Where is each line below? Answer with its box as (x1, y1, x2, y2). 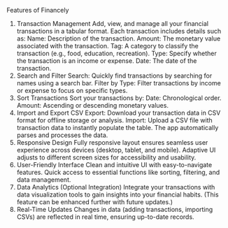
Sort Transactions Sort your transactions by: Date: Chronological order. (16, 94, 222, 102)
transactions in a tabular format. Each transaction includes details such (16, 27, 222, 35)
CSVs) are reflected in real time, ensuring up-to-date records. (16, 213, 194, 221)
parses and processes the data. (16, 131, 108, 139)
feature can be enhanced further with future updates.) (16, 198, 173, 206)
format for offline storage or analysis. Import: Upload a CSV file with (16, 116, 213, 124)
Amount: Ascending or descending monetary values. (16, 101, 169, 109)
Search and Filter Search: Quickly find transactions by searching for (16, 71, 213, 80)
